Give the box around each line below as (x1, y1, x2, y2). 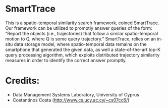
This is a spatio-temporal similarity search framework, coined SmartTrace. (5, 20, 159, 26)
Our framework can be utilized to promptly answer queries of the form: (5, 25, 152, 31)
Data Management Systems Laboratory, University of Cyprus (12, 91, 140, 97)
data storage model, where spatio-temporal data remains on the (14, 41, 147, 47)
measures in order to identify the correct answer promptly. (5, 57, 127, 63)
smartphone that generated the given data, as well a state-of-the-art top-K (5, 46, 160, 52)
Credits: (5, 75, 40, 86)
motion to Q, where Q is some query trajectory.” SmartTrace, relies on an (5, 36, 156, 42)
